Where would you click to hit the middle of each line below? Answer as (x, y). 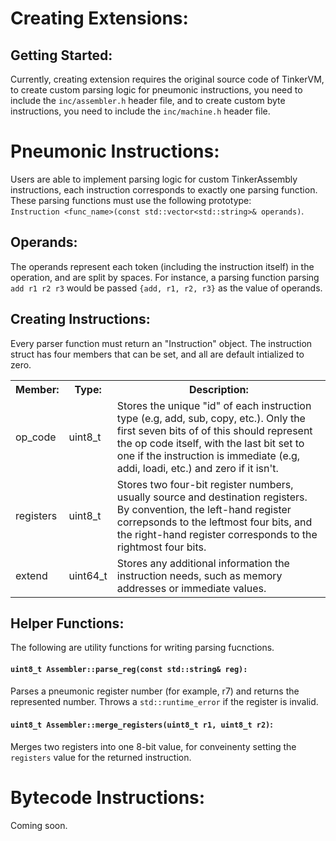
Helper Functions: (67, 623)
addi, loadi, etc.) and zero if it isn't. (197, 468)
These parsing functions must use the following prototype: (131, 200)
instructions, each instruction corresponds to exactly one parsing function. (164, 189)
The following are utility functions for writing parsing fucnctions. (142, 648)
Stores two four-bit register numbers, (205, 484)
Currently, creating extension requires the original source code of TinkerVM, (167, 79)
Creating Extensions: (99, 18)
